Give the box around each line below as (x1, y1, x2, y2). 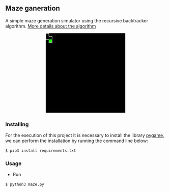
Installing (5, 121, 29, 128)
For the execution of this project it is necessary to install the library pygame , (5, 132, 164, 139)
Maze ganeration (5, 4, 60, 13)
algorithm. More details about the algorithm (5, 23, 96, 29)
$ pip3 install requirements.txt (5, 148, 76, 153)
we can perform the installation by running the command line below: (5, 138, 149, 144)
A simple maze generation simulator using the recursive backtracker (5, 17, 149, 23)
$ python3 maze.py (5, 182, 44, 187)
